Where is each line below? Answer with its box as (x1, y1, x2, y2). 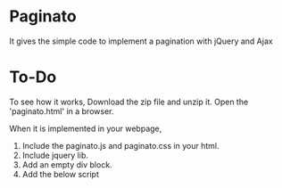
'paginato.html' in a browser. (9, 105, 114, 117)
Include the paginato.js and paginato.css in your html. (21, 140, 220, 151)
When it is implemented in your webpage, (9, 123, 162, 134)
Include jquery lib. (21, 150, 89, 160)
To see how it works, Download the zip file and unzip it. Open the (9, 96, 249, 107)
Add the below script (21, 168, 100, 179)
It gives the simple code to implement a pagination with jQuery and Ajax (9, 36, 274, 46)
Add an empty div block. (21, 159, 113, 170)
